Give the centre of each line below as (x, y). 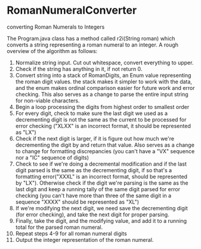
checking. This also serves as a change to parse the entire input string (102, 94)
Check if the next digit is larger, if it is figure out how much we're (95, 138)
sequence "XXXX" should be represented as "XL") (77, 202)
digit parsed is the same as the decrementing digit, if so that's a (94, 170)
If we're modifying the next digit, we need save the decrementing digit (102, 208)
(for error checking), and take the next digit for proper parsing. (92, 214)
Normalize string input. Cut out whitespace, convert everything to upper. (104, 63)
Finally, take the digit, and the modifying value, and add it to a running (101, 220)
